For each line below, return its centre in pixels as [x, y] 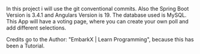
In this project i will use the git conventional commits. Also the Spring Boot [98, 9]
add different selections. [36, 28]
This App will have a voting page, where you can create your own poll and [97, 21]
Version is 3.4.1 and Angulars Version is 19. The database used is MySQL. [96, 15]
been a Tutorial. [25, 46]
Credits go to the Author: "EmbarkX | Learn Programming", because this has [100, 39]
